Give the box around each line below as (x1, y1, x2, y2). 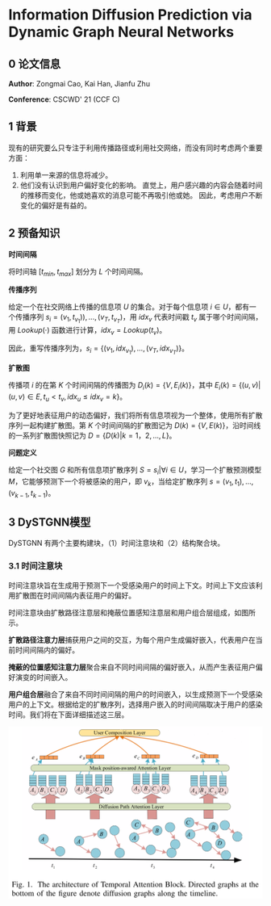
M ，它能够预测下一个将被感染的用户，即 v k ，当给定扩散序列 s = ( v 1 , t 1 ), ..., (8, 476, 254, 488)
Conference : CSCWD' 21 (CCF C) (8, 94, 120, 104)
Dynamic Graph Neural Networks (8, 23, 235, 41)
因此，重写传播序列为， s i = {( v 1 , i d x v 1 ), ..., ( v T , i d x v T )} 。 (8, 343, 190, 356)
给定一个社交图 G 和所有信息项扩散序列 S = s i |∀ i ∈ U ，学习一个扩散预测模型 (8, 465, 262, 476)
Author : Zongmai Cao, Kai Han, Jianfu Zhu (8, 79, 151, 88)
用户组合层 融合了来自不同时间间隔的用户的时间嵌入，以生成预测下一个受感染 (8, 689, 263, 699)
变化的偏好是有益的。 (19, 200, 91, 210)
